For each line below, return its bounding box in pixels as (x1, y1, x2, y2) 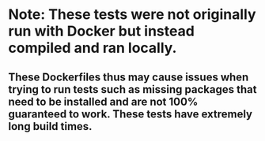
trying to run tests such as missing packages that (8, 83, 257, 96)
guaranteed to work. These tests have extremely (8, 107, 253, 121)
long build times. (8, 120, 93, 133)
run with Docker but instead (8, 22, 195, 40)
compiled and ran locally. (8, 39, 177, 57)
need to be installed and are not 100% (8, 95, 199, 108)
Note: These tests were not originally (8, 6, 256, 24)
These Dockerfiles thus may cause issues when (8, 70, 249, 83)
